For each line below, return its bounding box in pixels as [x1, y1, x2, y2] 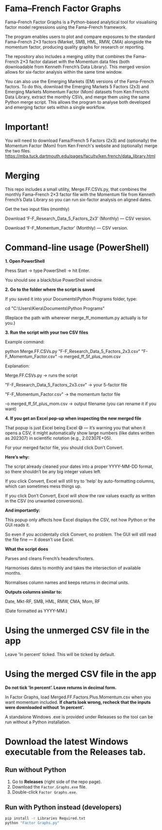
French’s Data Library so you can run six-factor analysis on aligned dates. [5, 196, 152, 202]
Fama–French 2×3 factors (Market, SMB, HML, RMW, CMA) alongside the [5, 39, 152, 44]
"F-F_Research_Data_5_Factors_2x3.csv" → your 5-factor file [5, 382, 128, 387]
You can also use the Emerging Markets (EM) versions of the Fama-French [5, 78, 154, 84]
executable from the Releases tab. [5, 746, 146, 757]
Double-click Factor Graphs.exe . [12, 789, 78, 795]
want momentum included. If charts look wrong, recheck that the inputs [5, 699, 151, 705]
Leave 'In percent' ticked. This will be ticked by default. [5, 651, 115, 657]
